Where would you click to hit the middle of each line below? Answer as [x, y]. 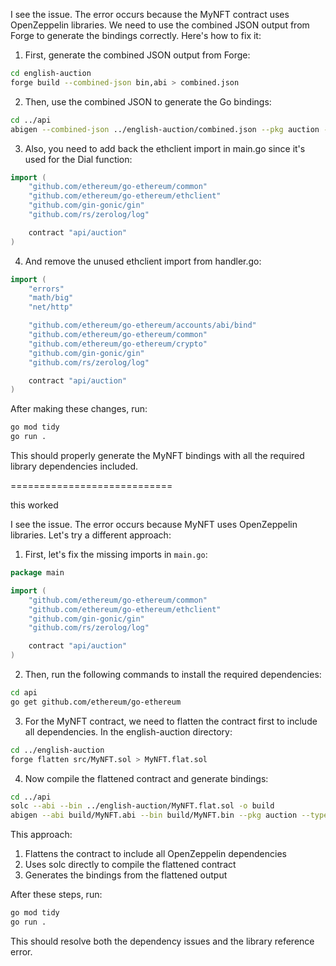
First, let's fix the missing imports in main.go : [116, 554]
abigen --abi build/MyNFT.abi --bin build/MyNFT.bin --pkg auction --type [169, 815]
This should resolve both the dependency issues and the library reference [162, 941]
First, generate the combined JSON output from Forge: [137, 55]
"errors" [46, 289]
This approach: [41, 835]
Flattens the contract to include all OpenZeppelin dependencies [155, 854]
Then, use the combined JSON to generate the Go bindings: [148, 101]
